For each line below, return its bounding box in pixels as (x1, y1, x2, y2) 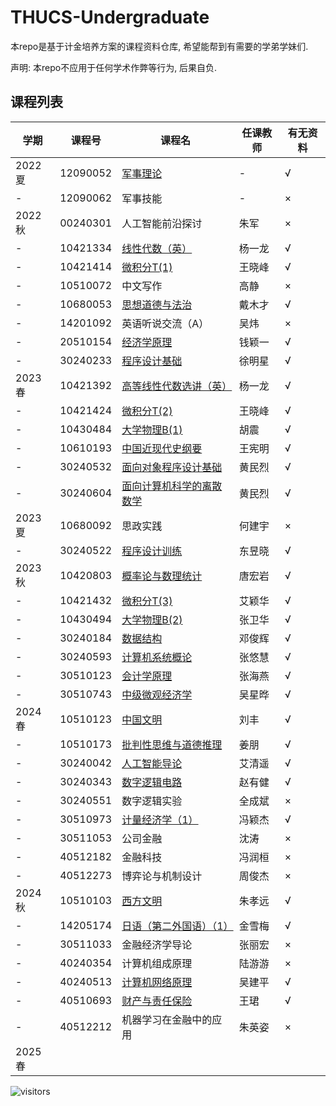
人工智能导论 (121, 756, 183, 770)
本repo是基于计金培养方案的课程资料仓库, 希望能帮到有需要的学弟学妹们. (10, 40, 309, 52)
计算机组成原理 (121, 956, 193, 970)
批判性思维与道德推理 (121, 737, 223, 751)
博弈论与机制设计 (121, 869, 203, 883)
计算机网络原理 (121, 975, 193, 989)
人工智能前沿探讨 (121, 216, 203, 230)
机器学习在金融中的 (121, 1012, 213, 1026)
